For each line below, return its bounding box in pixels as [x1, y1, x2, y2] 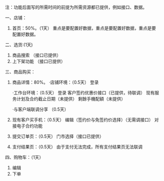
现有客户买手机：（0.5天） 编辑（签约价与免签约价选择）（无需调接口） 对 [12, 117, 159, 122]
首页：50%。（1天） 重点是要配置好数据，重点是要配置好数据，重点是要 [12, 25, 156, 31]
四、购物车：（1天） [5, 154, 44, 160]
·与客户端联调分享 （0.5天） [12, 106, 69, 112]
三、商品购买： [5, 69, 35, 75]
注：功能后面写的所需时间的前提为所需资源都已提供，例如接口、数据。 [5, 4, 147, 10]
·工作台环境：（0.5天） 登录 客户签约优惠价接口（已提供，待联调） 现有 [12, 90, 155, 95]
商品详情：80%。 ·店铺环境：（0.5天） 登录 [12, 79, 99, 85]
